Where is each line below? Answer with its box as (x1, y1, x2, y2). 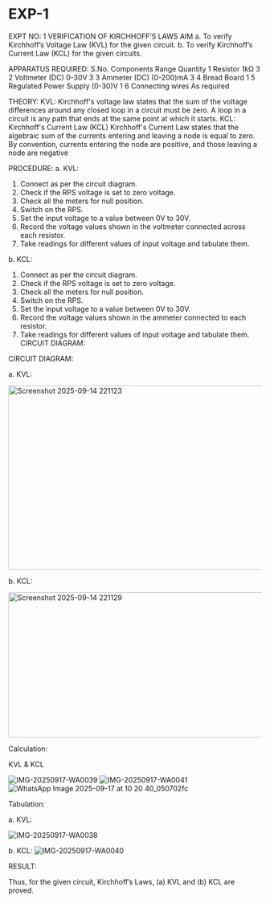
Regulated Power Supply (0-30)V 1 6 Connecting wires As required (8, 81, 230, 91)
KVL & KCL (8, 759, 44, 769)
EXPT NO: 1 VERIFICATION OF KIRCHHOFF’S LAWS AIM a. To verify (8, 31, 233, 41)
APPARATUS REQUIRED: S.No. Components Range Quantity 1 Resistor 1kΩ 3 (8, 63, 261, 73)
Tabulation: (8, 799, 46, 808)
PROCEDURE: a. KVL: (8, 163, 80, 173)
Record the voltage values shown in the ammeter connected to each (19, 313, 247, 322)
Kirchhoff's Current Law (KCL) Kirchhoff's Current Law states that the (8, 122, 239, 132)
